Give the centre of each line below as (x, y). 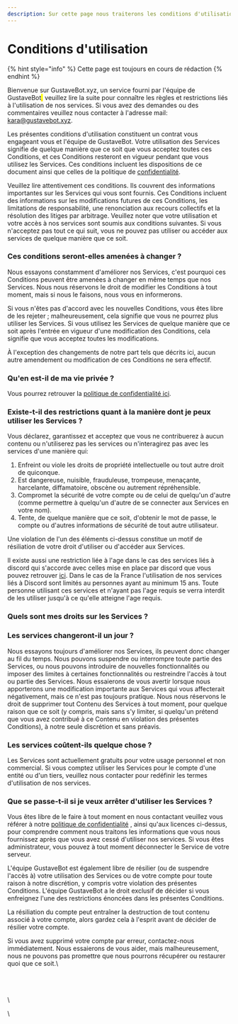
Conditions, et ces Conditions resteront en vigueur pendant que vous (108, 156)
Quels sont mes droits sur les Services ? (78, 617)
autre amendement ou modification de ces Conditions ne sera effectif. (109, 360)
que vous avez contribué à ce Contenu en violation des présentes (103, 719)
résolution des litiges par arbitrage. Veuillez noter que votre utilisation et (112, 215)
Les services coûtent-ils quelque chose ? (80, 744)
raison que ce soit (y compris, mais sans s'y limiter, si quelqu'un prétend (113, 711)
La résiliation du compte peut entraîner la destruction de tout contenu (109, 912)
